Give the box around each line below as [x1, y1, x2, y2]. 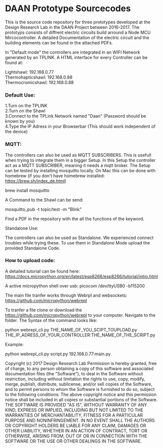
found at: [5, 60, 23, 65]
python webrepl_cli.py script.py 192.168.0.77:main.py [5, 351, 111, 357]
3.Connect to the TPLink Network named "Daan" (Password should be [5, 113, 146, 119]
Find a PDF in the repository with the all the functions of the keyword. [5, 216, 144, 222]
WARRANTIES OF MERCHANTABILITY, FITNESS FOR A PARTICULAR [5, 412, 143, 418]
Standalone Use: [5, 225, 39, 231]
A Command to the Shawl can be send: [5, 197, 84, 203]
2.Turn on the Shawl [5, 108, 45, 114]
